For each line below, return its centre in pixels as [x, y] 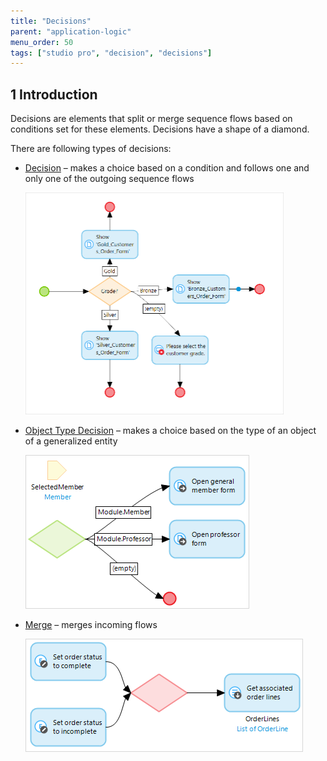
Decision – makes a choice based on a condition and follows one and [167, 168]
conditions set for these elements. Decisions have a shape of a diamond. [160, 129]
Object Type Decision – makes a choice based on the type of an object [170, 430]
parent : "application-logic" [71, 31]
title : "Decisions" [51, 21]
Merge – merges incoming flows [91, 624]
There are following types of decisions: [91, 149]
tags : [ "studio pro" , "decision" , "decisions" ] [111, 53]
